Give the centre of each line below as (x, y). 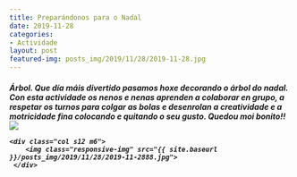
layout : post (34, 51)
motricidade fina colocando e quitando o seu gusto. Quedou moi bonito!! (148, 116)
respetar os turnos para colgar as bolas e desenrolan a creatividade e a (146, 106)
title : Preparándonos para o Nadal (76, 17)
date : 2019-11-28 (42, 26)
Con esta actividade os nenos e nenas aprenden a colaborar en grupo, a (147, 97)
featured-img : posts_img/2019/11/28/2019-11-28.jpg (107, 59)
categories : (31, 34)
